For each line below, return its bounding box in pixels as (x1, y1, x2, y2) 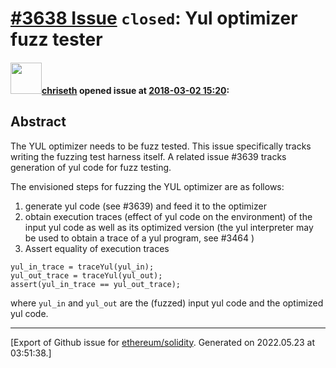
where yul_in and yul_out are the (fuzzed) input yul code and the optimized (10, 297, 324, 309)
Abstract (10, 113, 67, 131)
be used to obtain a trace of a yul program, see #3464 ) (24, 232, 255, 244)
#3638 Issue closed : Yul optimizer (10, 7, 298, 30)
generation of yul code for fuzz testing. (10, 161, 172, 173)
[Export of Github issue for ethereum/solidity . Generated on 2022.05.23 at (10, 336, 316, 348)
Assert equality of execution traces (24, 242, 170, 254)
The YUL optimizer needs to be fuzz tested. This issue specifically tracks (10, 140, 312, 152)
